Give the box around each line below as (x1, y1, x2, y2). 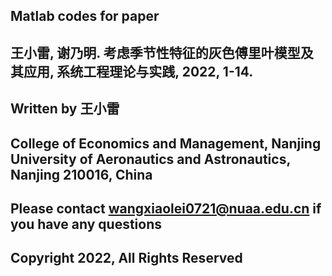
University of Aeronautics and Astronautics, (10, 150, 291, 168)
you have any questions (10, 215, 162, 233)
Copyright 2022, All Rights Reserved (10, 250, 243, 267)
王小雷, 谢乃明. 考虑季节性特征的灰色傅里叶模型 (10, 44, 301, 61)
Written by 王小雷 (10, 100, 120, 118)
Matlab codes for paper (10, 8, 160, 25)
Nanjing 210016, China (10, 166, 153, 183)
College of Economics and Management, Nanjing (10, 135, 322, 152)
